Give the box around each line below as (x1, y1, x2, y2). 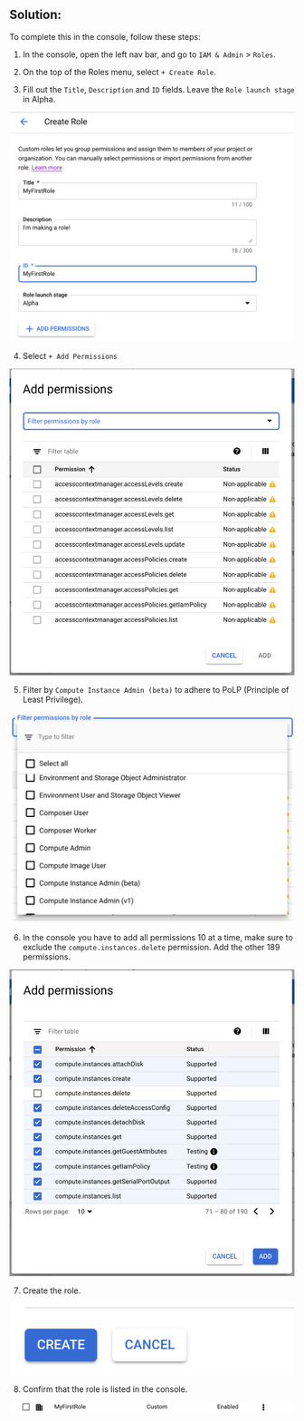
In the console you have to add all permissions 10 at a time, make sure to (22, 931, 294, 942)
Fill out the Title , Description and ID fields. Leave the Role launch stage (22, 83, 296, 94)
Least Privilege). (22, 694, 84, 705)
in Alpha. (22, 93, 56, 104)
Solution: (9, 7, 62, 23)
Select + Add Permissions (22, 351, 118, 362)
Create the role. (22, 1285, 81, 1296)
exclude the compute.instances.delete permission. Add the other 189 (22, 941, 280, 952)
